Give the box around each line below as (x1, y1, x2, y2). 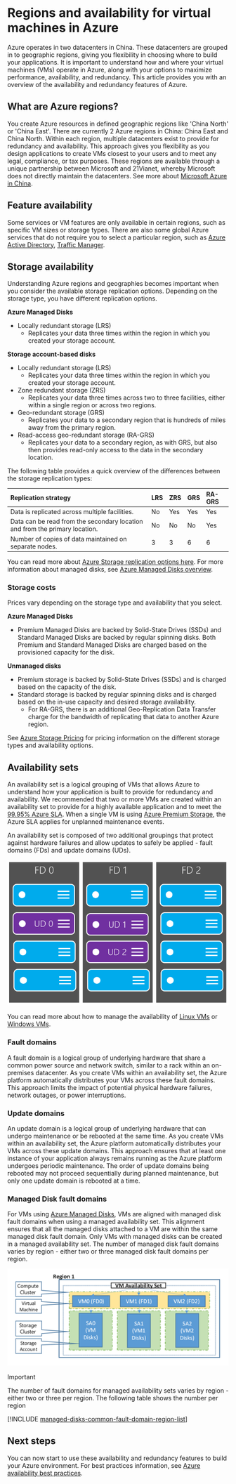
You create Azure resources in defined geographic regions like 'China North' (7, 119, 229, 128)
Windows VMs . (7, 1020, 51, 1028)
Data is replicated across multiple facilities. (10, 508, 134, 516)
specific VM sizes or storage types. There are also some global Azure (7, 225, 209, 234)
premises (7, 1068, 34, 1077)
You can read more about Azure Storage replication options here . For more (7, 558, 223, 566)
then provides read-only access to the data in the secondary (27, 446, 204, 454)
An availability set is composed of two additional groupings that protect (7, 831, 214, 840)
